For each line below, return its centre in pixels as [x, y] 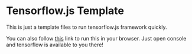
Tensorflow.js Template [65, 11]
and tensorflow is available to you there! [55, 45]
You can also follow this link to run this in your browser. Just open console [96, 38]
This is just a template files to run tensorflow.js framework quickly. [87, 27]
